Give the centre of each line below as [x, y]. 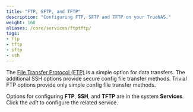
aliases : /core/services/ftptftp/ [49, 28]
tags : [13, 34]
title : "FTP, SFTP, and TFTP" [44, 11]
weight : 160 [21, 22]
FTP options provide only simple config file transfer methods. [81, 85]
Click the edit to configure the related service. [62, 102]
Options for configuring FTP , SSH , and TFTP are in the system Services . [95, 96]
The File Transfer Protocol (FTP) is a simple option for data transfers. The [96, 72]
